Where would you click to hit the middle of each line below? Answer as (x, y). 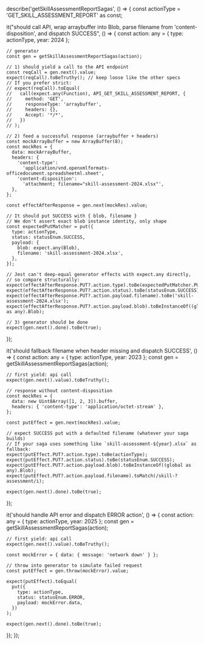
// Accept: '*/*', (35, 115)
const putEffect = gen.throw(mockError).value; (68, 571)
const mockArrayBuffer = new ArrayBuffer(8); (65, 142)
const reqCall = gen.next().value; (51, 72)
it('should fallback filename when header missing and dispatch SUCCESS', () (102, 351)
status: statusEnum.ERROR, (51, 598)
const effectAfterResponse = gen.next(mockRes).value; (77, 205)
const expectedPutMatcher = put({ (50, 227)
